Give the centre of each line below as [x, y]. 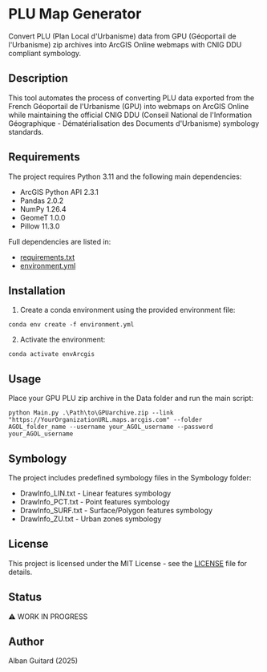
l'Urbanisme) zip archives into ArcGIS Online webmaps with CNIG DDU [125, 44]
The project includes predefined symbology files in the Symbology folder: [130, 478]
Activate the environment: [63, 340]
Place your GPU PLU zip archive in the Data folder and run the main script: [131, 399]
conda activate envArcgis [51, 354]
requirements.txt [47, 257]
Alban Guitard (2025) [43, 661]
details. [20, 572]
